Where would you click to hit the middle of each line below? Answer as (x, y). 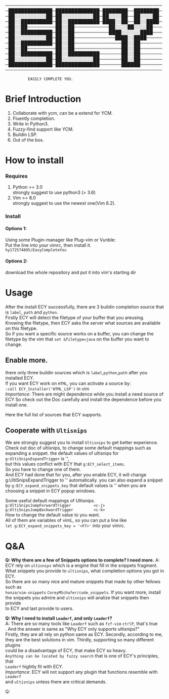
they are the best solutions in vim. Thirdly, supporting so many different (80, 640)
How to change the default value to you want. (53, 515)
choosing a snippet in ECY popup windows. (51, 491)
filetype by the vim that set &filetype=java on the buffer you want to (77, 339)
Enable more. (27, 360)
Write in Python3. (31, 123)
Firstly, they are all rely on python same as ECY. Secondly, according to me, (84, 634)
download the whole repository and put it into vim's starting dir (71, 272)
